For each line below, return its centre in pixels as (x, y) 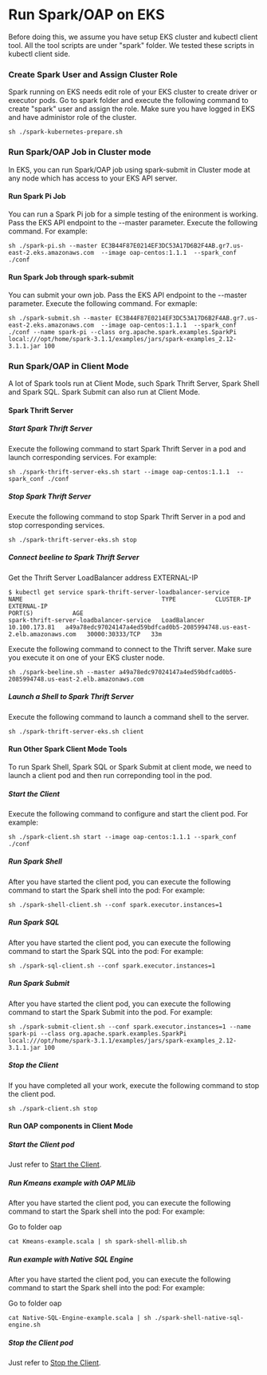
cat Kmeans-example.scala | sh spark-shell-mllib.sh (98, 1242)
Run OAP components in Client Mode (71, 1126)
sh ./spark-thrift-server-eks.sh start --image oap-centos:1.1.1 (119, 472)
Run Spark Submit (39, 984)
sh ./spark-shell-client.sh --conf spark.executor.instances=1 (116, 904)
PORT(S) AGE (46, 613)
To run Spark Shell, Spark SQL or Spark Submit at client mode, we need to (130, 767)
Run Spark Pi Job (37, 197)
